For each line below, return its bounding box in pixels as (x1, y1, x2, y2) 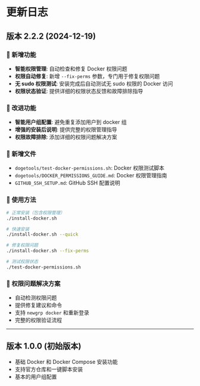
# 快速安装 (6, 226, 30, 232)
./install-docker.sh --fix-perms (6, 248, 89, 254)
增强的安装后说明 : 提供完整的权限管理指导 (14, 126, 117, 133)
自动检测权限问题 (14, 294, 57, 301)
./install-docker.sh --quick (6, 231, 79, 237)
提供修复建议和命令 (14, 302, 62, 309)
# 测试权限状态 (6, 259, 39, 265)
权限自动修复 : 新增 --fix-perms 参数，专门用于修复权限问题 (14, 72, 160, 79)
